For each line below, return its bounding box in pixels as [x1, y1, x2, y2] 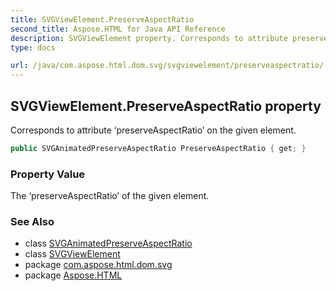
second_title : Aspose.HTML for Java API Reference [10, 24, 226, 34]
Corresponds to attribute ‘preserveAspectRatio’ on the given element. [10, 124, 297, 136]
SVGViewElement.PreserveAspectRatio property [10, 97, 322, 115]
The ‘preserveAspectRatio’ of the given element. [10, 190, 210, 202]
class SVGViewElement [24, 248, 121, 260]
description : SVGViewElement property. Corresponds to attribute [10, 33, 288, 43]
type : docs [10, 42, 56, 53]
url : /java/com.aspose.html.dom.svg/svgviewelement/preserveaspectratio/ [10, 61, 325, 71]
